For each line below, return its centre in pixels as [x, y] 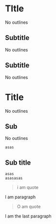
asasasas [14, 179]
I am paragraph [20, 197]
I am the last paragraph [28, 216]
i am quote [28, 187]
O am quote [29, 207]
